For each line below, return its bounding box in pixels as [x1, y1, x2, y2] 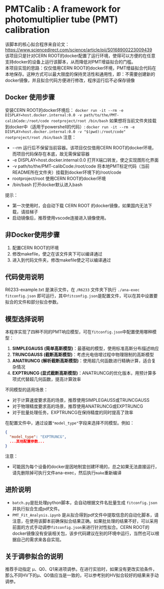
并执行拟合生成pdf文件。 [12, 506, 63, 512]
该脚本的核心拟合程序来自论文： [5, 41, 70, 47]
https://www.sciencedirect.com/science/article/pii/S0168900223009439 [5, 47, 153, 53]
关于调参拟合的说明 [5, 552, 63, 560]
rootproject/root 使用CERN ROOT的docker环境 [12, 175, 106, 181]
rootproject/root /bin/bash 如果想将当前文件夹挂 [51, 117, 153, 124]
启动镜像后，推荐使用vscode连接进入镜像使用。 [12, 215, 109, 221]
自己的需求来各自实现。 [16, 536, 64, 542]
